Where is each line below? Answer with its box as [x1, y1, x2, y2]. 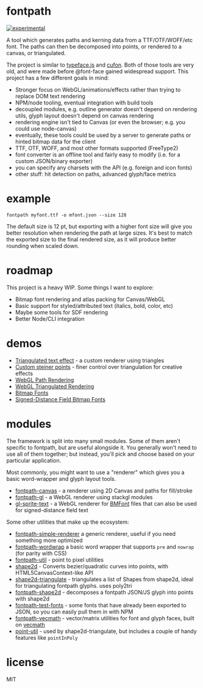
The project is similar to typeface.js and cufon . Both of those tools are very [6, 61, 194, 68]
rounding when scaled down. [6, 242, 79, 249]
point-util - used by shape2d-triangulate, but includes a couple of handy [15, 628, 197, 635]
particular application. [6, 456, 62, 464]
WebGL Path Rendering [15, 376, 74, 383]
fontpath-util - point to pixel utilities [15, 556, 104, 563]
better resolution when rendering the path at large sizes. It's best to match [6, 229, 193, 236]
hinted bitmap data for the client [15, 137, 96, 145]
